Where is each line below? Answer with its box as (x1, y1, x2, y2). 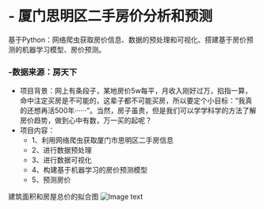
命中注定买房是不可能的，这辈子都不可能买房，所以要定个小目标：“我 (19, 96, 246, 105)
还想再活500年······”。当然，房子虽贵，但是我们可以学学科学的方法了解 (26, 106, 257, 116)
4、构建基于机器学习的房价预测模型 (31, 165, 148, 175)
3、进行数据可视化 (31, 155, 93, 165)
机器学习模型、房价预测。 (21, 44, 105, 54)
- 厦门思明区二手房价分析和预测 (8, 7, 212, 25)
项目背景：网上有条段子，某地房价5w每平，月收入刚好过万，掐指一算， (19, 86, 252, 96)
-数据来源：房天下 (8, 66, 78, 78)
